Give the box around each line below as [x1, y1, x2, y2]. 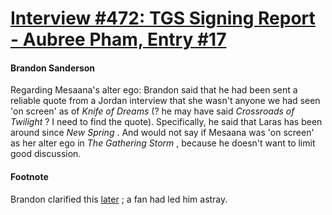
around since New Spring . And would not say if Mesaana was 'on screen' [10, 127, 315, 139]
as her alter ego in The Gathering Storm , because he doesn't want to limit [10, 137, 316, 149]
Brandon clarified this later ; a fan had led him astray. [10, 193, 228, 205]
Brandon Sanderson [10, 62, 96, 74]
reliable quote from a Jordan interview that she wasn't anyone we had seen [10, 95, 321, 107]
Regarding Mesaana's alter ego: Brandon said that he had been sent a [10, 84, 298, 96]
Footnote [10, 170, 49, 182]
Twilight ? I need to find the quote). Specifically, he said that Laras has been [10, 116, 323, 128]
